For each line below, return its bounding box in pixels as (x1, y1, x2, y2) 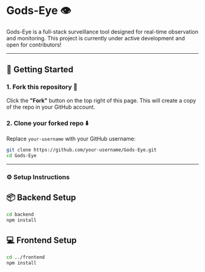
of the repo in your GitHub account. (6, 103, 96, 111)
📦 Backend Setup (6, 192, 76, 202)
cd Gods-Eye (6, 152, 37, 158)
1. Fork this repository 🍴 (6, 83, 78, 91)
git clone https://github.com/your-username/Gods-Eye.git (6, 147, 157, 153)
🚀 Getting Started (6, 64, 74, 75)
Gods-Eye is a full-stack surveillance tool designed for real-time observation (6, 28, 199, 35)
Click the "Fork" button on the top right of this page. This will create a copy (6, 97, 196, 104)
